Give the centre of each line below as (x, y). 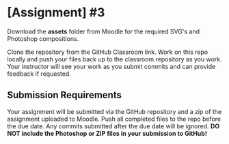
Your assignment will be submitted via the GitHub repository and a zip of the (114, 111)
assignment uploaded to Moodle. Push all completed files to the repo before (114, 119)
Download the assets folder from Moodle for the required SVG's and (104, 31)
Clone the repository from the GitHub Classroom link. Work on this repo (108, 52)
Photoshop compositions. (43, 38)
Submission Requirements (64, 95)
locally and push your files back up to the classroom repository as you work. (114, 59)
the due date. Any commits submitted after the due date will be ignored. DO (113, 126)
